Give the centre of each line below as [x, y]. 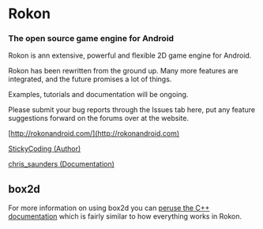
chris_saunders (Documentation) [61, 164]
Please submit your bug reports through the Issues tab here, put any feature [132, 110]
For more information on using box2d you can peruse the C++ [109, 208]
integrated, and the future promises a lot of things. [90, 79]
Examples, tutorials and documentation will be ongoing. [98, 95]
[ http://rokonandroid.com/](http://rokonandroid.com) [94, 133]
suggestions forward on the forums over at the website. [99, 118]
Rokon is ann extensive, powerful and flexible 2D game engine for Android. [130, 55]
